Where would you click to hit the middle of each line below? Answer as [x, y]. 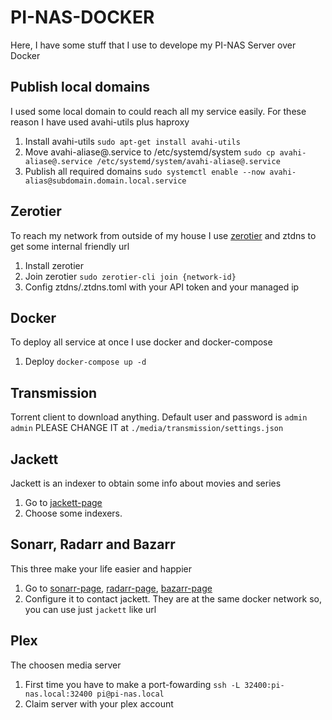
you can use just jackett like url [90, 609]
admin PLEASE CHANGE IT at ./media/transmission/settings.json [147, 428]
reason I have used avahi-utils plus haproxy [100, 122]
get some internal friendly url [70, 246]
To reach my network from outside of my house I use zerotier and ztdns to [163, 235]
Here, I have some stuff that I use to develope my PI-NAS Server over [153, 45]
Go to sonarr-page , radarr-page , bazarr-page [118, 588]
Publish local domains [80, 87]
